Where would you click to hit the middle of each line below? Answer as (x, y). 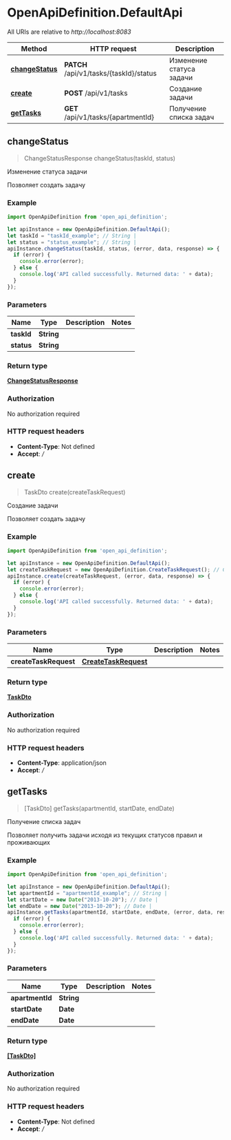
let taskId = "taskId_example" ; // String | (72, 235)
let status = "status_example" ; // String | (72, 242)
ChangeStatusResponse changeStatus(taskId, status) (100, 158)
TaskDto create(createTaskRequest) (75, 492)
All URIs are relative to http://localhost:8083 (69, 32)
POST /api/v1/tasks (96, 93)
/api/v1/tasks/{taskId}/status (110, 73)
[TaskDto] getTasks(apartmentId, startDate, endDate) (99, 808)
